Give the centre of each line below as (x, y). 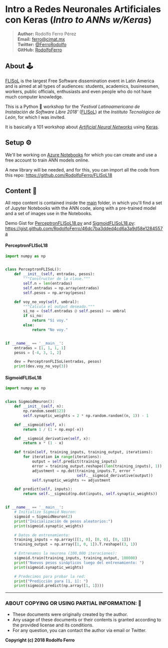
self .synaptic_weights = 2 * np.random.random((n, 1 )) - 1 (86, 416)
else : (29, 325)
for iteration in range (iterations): (62, 457)
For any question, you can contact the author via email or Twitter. (79, 630)
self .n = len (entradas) (48, 284)
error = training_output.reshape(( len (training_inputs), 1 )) (97, 466)
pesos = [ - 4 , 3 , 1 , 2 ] (38, 353)
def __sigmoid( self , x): (40, 425)
